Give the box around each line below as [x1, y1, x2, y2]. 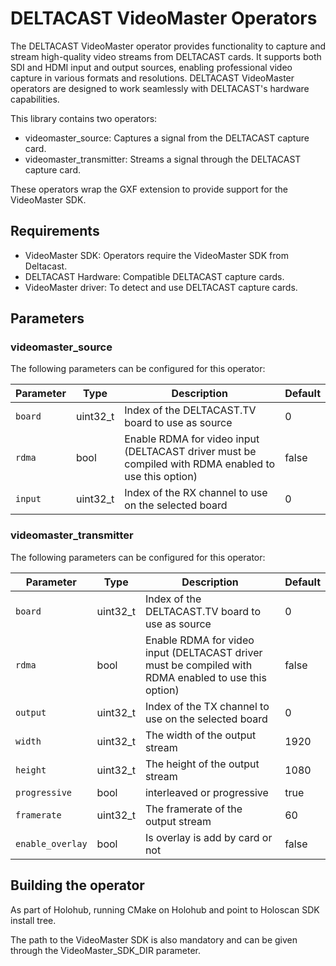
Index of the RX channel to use [124, 486, 268, 500]
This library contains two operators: [10, 112, 158, 124]
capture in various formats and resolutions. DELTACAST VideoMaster [10, 72, 295, 84]
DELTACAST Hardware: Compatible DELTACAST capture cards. [24, 270, 285, 282]
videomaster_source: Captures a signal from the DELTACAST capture [24, 132, 310, 144]
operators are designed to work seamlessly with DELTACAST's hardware [10, 82, 310, 94]
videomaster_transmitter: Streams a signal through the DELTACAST [24, 153, 302, 165]
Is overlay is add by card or [144, 830, 273, 844]
